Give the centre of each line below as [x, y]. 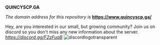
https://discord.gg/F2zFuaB [34, 37]
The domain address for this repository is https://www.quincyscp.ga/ [78, 17]
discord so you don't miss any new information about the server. [72, 32]
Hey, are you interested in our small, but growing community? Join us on [80, 26]
